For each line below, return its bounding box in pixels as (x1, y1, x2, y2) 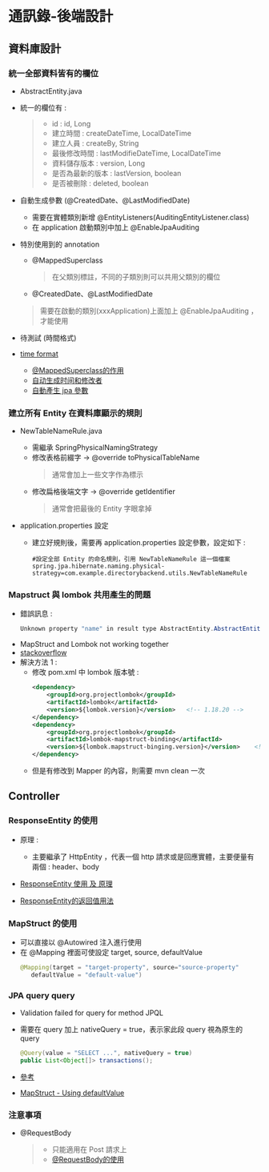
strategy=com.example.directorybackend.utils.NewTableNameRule (31, 569, 248, 577)
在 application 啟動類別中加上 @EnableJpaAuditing (31, 222, 200, 232)
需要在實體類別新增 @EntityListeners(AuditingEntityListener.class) (31, 212, 250, 222)
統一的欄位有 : (19, 102, 66, 112)
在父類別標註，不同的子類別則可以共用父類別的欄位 (51, 271, 221, 281)
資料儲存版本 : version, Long (51, 158, 146, 168)
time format (19, 349, 58, 359)
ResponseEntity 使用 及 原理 (19, 878, 114, 889)
